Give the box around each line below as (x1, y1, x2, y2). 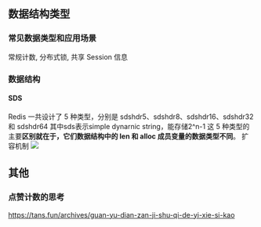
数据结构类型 (8, 7, 71, 21)
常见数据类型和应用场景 (8, 33, 96, 44)
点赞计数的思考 (8, 192, 65, 203)
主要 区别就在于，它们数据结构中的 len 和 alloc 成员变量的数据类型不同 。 (8, 132, 241, 141)
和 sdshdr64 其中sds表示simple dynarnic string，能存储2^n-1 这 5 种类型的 (8, 121, 250, 131)
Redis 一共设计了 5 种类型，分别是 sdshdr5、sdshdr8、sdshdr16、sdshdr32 (8, 112, 254, 121)
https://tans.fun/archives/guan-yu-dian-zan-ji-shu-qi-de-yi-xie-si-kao (8, 210, 235, 219)
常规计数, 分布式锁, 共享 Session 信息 (8, 52, 128, 61)
